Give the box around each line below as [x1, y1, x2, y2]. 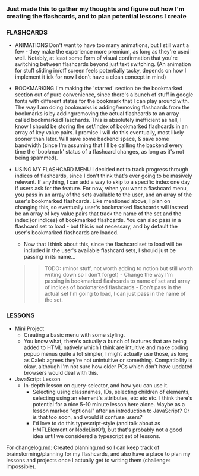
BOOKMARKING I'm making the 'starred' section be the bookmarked [14, 85, 183, 92]
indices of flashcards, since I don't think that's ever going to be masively [14, 172, 192, 180]
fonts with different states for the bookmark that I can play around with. [14, 98, 189, 105]
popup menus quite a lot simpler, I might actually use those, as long [23, 350, 189, 357]
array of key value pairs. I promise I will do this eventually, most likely [14, 129, 184, 136]
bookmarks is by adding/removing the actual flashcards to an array [14, 110, 179, 117]
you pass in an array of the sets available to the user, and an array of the [14, 191, 192, 198]
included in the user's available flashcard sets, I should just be [23, 247, 176, 254]
